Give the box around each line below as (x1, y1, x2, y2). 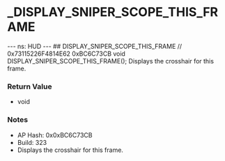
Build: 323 (17, 138, 47, 146)
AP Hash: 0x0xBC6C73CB (17, 130, 93, 139)
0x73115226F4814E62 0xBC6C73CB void (7, 49, 125, 58)
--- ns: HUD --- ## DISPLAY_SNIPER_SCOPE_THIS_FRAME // (7, 42, 183, 50)
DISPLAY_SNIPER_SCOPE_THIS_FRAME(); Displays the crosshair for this (7, 56, 215, 65)
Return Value (7, 82, 52, 91)
